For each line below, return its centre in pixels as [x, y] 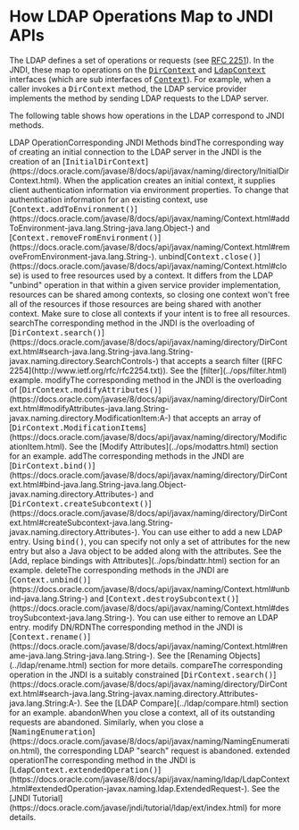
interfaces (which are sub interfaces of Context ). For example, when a [140, 79]
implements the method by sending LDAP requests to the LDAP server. [139, 98]
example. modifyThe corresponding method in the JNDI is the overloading [145, 380]
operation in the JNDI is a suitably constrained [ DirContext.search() [141, 674]
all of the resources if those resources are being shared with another [135, 304]
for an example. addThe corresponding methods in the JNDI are [127, 456]
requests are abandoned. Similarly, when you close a [106, 722]
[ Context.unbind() [48, 580]
